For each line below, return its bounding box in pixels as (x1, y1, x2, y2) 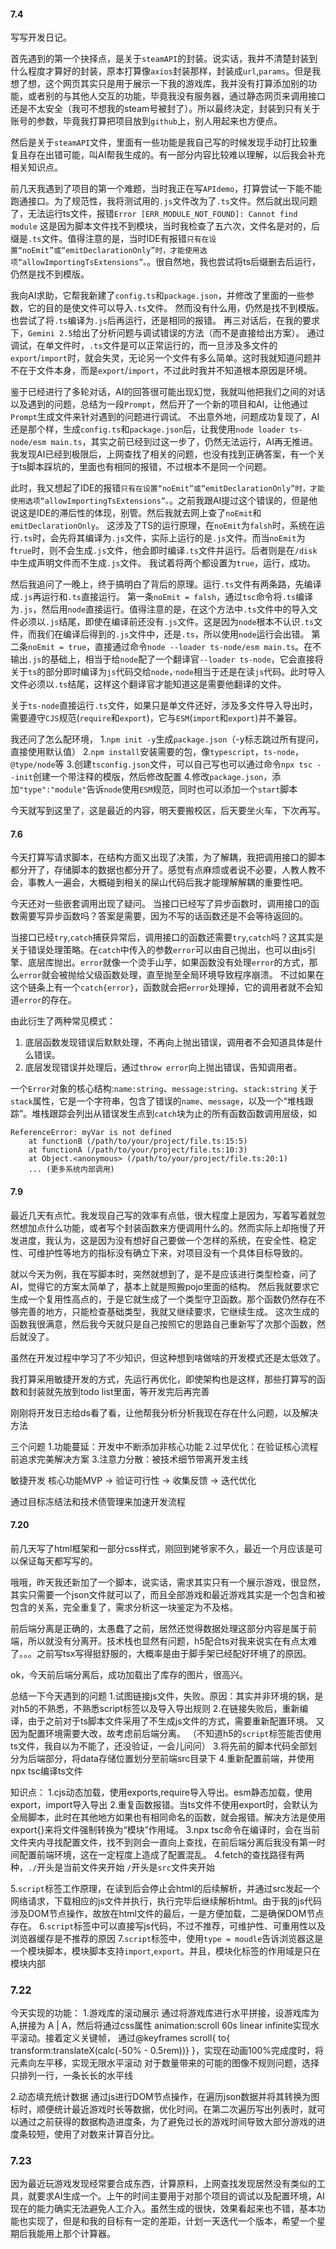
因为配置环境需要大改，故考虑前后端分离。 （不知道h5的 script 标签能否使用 (10, 1727, 322, 1739)
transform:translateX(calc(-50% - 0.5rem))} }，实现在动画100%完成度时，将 (10, 2045, 325, 2057)
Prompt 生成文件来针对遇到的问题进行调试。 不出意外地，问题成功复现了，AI (10, 411, 320, 423)
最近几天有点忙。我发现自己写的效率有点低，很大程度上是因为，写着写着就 (10, 1209, 317, 1221)
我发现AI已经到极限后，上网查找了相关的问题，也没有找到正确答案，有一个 (10, 448, 317, 460)
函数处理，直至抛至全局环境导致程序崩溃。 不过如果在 (102, 969, 325, 981)
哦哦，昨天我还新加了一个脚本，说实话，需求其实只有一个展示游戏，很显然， (10, 1576, 326, 1588)
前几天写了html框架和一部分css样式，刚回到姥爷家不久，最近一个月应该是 (10, 1542, 315, 1554)
